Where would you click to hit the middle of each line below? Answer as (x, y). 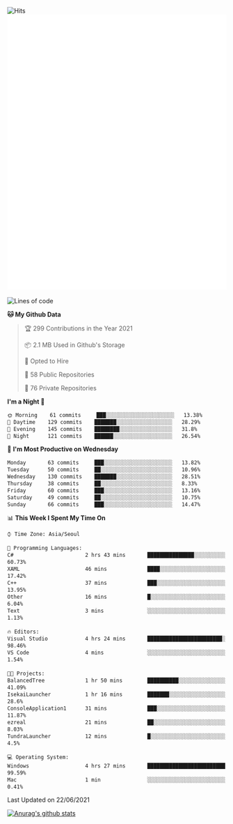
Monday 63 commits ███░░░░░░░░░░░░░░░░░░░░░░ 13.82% (104, 463)
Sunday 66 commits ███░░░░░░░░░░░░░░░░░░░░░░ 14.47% (104, 504)
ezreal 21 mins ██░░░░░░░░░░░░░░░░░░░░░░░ (116, 722)
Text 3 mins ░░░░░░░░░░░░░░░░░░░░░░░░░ (116, 611)
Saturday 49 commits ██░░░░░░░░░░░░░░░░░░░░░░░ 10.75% (104, 497)
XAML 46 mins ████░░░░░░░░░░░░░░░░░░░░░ (116, 569)
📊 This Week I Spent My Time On (56, 518)
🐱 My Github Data (34, 314)
